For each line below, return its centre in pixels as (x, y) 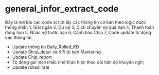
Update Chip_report (32, 57)
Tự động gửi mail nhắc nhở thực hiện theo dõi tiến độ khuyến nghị (78, 62)
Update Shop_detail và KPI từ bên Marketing (56, 52)
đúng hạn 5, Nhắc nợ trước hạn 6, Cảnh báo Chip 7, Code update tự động (78, 32)
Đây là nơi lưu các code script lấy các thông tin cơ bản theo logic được (76, 22)
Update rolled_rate (31, 67)
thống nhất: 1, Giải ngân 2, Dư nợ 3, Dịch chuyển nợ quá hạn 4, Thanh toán (79, 27)
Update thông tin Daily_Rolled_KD (45, 47)
